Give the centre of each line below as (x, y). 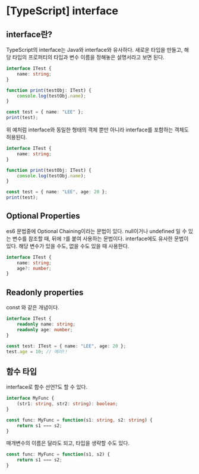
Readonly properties (45, 292)
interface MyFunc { (30, 398)
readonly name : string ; (46, 324)
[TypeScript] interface (62, 11)
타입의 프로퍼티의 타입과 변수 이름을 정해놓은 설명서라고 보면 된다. (88, 57)
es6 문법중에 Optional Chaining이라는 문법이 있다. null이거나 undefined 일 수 (97, 231)
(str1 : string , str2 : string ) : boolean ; (67, 404)
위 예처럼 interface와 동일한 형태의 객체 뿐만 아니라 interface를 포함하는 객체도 (97, 130)
